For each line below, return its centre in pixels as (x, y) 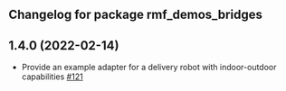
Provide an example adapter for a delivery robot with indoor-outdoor (149, 68)
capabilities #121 (52, 77)
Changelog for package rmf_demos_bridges (136, 15)
